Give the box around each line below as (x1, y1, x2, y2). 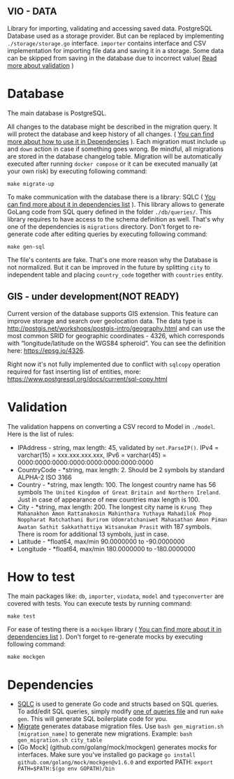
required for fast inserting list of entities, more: (7, 367, 141, 376)
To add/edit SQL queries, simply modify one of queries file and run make (17, 707, 224, 715)
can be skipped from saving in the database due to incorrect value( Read (7, 54, 217, 62)
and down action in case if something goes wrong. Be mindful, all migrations (7, 145, 224, 153)
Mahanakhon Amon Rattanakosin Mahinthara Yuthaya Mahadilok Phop (17, 510, 212, 517)
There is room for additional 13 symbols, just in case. (17, 530, 170, 538)
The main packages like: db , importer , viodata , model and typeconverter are (7, 592, 224, 600)
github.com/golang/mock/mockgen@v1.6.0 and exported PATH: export (17, 758, 214, 766)
